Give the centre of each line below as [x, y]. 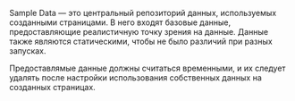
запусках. [28, 51]
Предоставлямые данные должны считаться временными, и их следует [147, 68]
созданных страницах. [52, 87]
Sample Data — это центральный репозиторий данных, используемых [143, 13]
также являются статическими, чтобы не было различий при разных [141, 41]
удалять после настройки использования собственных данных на [135, 78]
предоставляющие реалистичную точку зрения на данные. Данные [139, 32]
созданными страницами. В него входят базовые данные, [120, 22]
